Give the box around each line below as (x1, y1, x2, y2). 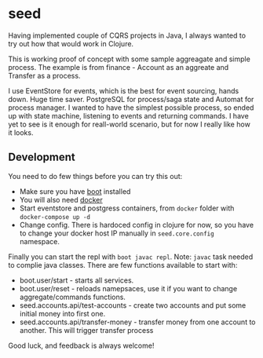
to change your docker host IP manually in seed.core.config (19, 228, 214, 238)
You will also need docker (19, 195, 104, 204)
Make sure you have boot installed (19, 186, 131, 196)
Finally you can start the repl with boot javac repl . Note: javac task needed (8, 252, 254, 261)
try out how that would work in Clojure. (8, 38, 134, 48)
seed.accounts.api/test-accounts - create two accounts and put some (19, 300, 247, 310)
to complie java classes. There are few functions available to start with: (8, 260, 238, 269)
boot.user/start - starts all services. (19, 276, 134, 285)
